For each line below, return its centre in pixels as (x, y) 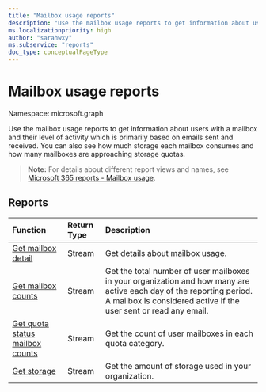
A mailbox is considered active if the (173, 300)
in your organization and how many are (178, 280)
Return (80, 225)
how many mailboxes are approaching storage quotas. (97, 154)
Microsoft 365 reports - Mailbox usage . (91, 177)
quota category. (135, 343)
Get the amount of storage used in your (179, 366)
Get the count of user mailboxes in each (179, 333)
